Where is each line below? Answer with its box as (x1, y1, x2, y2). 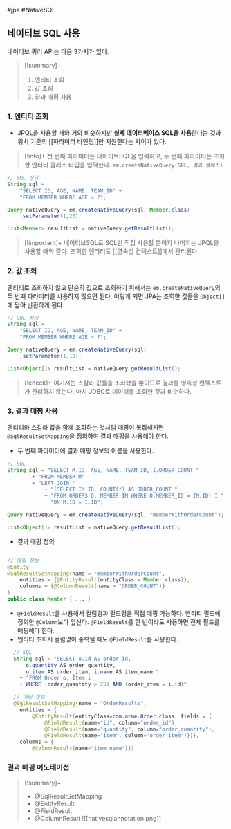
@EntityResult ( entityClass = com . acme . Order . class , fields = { (32, 713, 212, 720)
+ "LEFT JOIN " (32, 480, 76, 486)
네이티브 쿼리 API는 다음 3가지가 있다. (7, 47, 109, 55)
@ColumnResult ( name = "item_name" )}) (32, 745, 135, 752)
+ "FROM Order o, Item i (19, 675, 91, 682)
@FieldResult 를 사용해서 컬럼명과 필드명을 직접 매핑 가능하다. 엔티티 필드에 (17, 609, 221, 617)
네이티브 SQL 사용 (7, 28, 80, 39)
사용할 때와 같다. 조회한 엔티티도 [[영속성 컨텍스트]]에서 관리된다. (24, 247, 199, 255)
